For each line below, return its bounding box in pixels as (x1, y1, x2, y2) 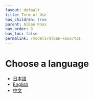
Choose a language (5, 58, 89, 69)
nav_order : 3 (5, 27, 33, 32)
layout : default (5, 7, 40, 13)
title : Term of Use (5, 12, 47, 17)
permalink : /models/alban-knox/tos (5, 36, 81, 41)
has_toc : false (5, 31, 38, 36)
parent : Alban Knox (5, 21, 47, 27)
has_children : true (5, 17, 47, 22)
